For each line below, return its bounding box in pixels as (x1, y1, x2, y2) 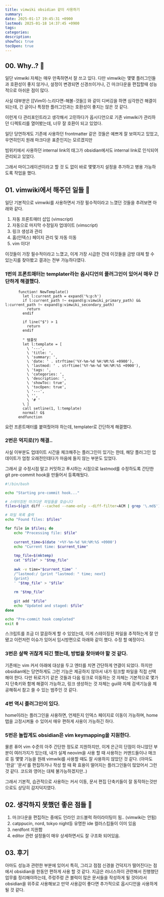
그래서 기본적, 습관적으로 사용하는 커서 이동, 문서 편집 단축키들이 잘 (5, 779, 133, 784)
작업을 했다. (14, 170, 37, 176)
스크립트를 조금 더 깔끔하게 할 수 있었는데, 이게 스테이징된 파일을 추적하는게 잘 (5, 631, 154, 637)
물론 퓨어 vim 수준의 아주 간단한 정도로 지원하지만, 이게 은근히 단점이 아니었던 (5, 744, 153, 750)
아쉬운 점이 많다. (18, 88, 50, 93)
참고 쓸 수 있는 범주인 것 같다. (21, 687, 78, 692)
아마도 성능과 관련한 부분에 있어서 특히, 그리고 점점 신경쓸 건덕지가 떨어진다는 (5, 862, 152, 868)
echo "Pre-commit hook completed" (5, 617, 76, 621)
